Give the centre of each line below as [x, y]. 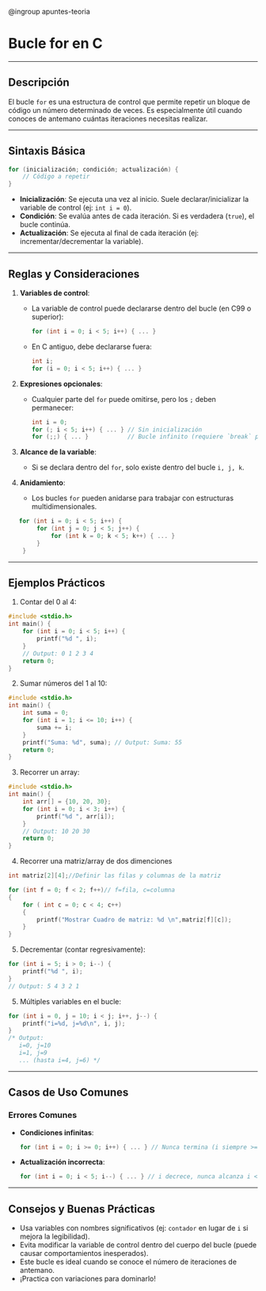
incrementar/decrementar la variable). [82, 242]
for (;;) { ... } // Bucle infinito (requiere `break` [141, 437]
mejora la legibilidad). [55, 1237]
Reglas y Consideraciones [74, 274]
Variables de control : [55, 293]
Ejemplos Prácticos [57, 583]
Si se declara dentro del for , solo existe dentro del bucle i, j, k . [138, 467]
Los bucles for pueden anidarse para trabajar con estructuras [133, 498]
